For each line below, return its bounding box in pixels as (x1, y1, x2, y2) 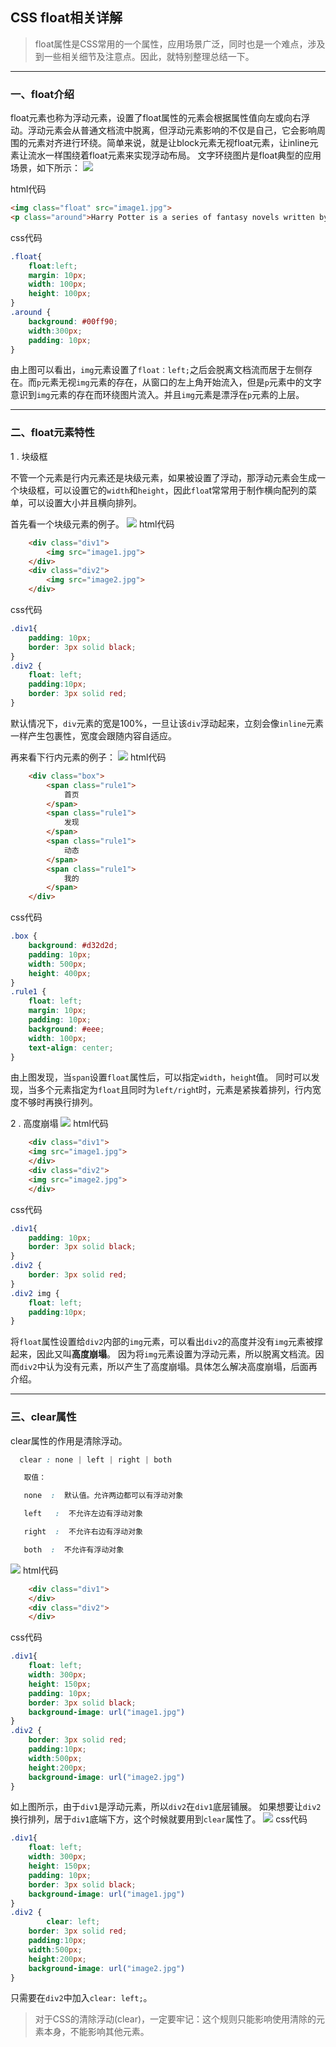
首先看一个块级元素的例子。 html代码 (10, 518, 175, 530)
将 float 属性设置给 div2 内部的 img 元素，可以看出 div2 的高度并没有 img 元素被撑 (10, 1336, 324, 1348)
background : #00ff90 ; (28, 316, 118, 327)
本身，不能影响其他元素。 (43, 2026, 150, 2038)
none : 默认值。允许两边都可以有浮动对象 (23, 1491, 184, 1501)
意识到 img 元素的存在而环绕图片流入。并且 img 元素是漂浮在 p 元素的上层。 (10, 389, 305, 401)
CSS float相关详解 (10, 9, 123, 27)
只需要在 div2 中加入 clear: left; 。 (10, 1992, 153, 2004)
